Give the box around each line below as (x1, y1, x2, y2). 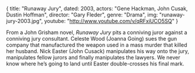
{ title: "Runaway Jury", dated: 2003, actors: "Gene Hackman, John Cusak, (6, 5, 188, 12)
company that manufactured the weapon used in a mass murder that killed (6, 41, 187, 48)
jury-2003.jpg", (6, 18, 43, 24)
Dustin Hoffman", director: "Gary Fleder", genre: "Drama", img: (6, 11, 158, 18)
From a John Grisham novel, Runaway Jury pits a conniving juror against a (6, 29, 187, 36)
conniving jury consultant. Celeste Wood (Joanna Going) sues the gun (6, 35, 177, 42)
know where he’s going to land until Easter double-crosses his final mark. (6, 60, 184, 67)
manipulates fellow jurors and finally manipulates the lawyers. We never (6, 54, 181, 61)
